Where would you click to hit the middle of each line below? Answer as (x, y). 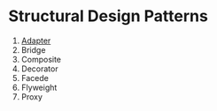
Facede (35, 78)
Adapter (36, 41)
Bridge (33, 49)
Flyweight (39, 87)
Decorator (39, 69)
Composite (41, 59)
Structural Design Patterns (108, 16)
